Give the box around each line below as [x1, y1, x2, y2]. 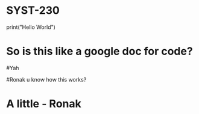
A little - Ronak [6, 97, 81, 111]
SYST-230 [6, 4, 60, 17]
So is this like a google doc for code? [6, 44, 193, 58]
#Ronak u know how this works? [6, 76, 87, 83]
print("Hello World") [6, 23, 56, 31]
